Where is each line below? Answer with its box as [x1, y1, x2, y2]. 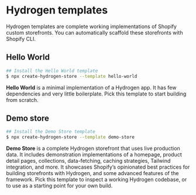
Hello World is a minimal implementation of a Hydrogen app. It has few [6, 84, 177, 91]
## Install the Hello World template [6, 68, 98, 74]
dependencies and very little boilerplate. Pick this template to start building [6, 90, 187, 97]
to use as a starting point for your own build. [6, 182, 113, 189]
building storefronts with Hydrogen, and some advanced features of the [6, 170, 179, 177]
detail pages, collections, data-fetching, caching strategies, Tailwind [6, 158, 171, 165]
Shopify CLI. [6, 35, 36, 42]
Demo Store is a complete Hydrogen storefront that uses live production [6, 145, 180, 152]
